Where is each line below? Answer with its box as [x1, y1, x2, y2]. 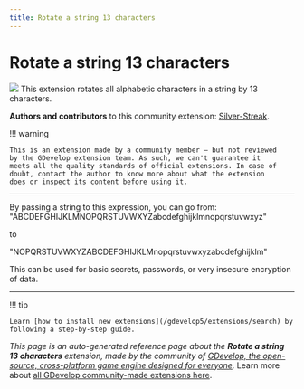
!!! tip [9, 299, 29, 310]
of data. [9, 273, 39, 284]
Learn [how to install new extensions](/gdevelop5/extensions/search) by [9, 317, 294, 326]
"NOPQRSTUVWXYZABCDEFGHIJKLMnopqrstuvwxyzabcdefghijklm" [9, 246, 268, 257]
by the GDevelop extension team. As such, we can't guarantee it [9, 153, 261, 163]
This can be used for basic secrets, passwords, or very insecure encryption [9, 263, 291, 274]
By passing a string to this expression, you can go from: [9, 201, 217, 213]
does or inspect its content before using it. [9, 177, 188, 186]
